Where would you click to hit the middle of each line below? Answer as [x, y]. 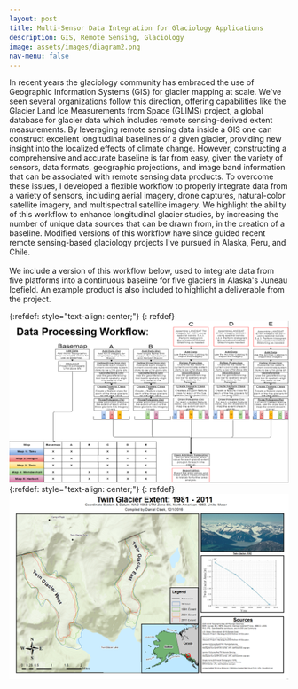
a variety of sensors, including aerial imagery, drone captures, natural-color [147, 196]
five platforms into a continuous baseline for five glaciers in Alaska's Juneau [149, 280]
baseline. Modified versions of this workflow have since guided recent [137, 233]
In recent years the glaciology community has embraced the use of [132, 82]
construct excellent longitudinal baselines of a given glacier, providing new [145, 139]
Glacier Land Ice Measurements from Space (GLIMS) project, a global [136, 111]
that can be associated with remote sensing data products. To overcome [141, 176]
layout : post [33, 19]
